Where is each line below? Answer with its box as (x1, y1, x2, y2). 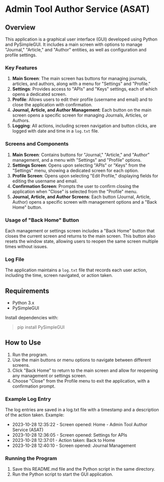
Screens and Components (5, 140, 69, 147)
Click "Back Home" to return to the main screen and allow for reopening (12, 367, 159, 373)
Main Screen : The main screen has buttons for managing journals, (12, 76, 147, 82)
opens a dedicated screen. (12, 91, 67, 97)
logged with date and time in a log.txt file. (12, 128, 99, 134)
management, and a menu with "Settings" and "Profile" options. (12, 157, 142, 163)
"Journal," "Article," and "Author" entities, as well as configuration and (5, 47, 147, 52)
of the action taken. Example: (5, 412, 65, 418)
